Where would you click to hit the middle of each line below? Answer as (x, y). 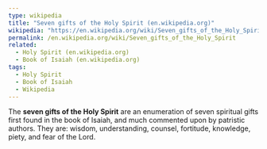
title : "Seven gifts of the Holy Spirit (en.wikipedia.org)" (112, 23)
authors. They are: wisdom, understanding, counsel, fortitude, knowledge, (130, 128)
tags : (17, 67)
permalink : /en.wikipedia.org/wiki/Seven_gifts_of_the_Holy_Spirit (122, 38)
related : (23, 45)
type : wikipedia (35, 15)
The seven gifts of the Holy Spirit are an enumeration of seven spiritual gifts (133, 112)
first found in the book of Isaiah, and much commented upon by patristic (127, 120)
